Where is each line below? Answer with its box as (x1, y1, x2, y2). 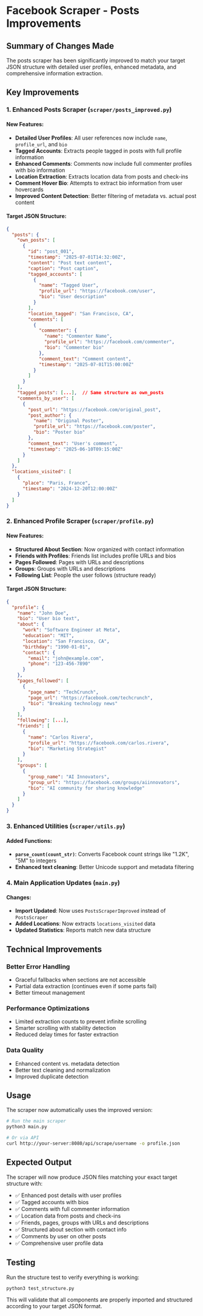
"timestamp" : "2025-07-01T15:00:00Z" (38, 361, 135, 367)
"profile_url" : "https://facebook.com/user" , (38, 288, 156, 295)
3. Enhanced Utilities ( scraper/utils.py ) (6, 822, 125, 830)
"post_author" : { (28, 412, 72, 418)
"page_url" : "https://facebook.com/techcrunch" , (28, 695, 153, 701)
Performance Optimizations (6, 1004, 90, 1012)
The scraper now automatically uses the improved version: (6, 1106, 153, 1114)
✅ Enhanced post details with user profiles (15, 1192, 122, 1199)
